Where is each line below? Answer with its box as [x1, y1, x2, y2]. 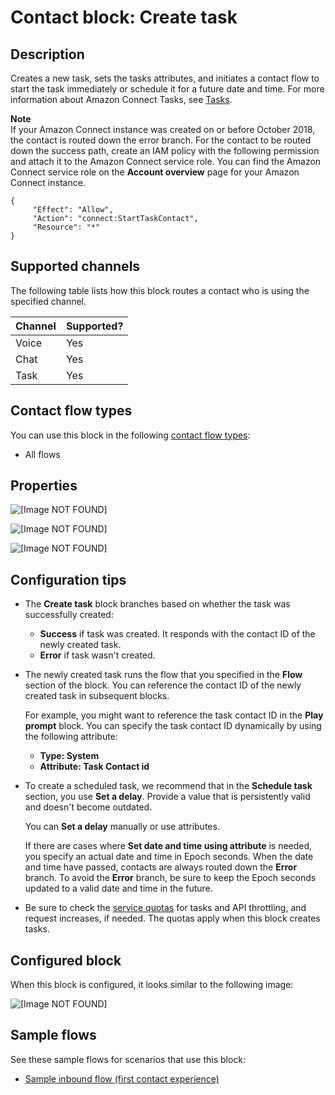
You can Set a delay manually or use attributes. [24, 821, 220, 833]
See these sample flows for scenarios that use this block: [10, 1053, 247, 1065]
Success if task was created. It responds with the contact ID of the [39, 628, 316, 640]
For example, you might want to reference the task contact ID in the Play [24, 709, 324, 721]
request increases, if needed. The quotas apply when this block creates [24, 912, 321, 925]
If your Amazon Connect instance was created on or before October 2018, [10, 124, 316, 135]
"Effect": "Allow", [32, 205, 114, 215]
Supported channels [10, 258, 141, 275]
